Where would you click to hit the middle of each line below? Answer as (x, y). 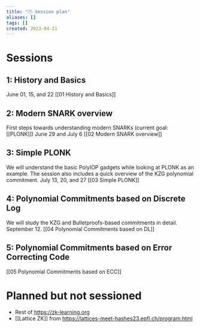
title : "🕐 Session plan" (38, 12)
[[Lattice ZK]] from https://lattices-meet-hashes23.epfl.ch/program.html (104, 318)
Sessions (30, 58)
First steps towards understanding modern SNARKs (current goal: (87, 128)
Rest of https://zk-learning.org (52, 312)
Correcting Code (38, 257)
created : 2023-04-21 (32, 28)
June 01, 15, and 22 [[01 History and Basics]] (61, 95)
